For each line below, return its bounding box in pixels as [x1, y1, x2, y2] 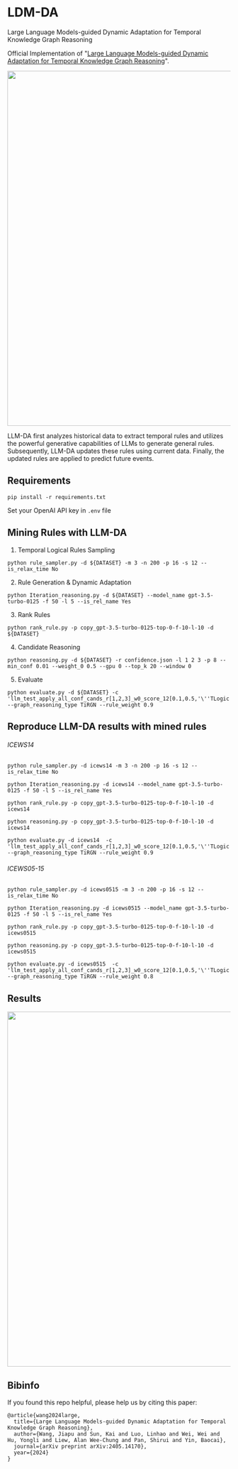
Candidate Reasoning [17, 643, 81, 651]
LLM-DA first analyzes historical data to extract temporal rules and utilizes [7, 431, 224, 440]
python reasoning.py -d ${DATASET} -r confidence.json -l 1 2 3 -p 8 [7, 656, 217, 664]
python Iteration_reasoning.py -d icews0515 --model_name [7, 905, 182, 912]
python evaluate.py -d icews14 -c [7, 837, 113, 844]
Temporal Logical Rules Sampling [17, 545, 115, 554]
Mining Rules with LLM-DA [7, 527, 127, 539]
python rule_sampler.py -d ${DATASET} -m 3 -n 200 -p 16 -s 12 [7, 559, 198, 567]
